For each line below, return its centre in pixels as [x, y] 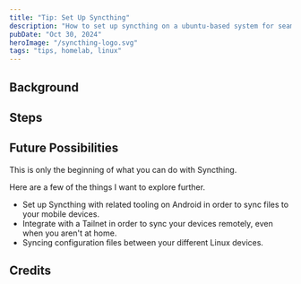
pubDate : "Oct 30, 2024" [56, 34]
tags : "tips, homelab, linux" [66, 51]
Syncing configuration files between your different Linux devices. [143, 242]
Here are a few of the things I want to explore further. [107, 187]
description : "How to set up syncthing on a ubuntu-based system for [142, 26]
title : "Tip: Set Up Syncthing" [69, 17]
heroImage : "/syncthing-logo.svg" [74, 43]
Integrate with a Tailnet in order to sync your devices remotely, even [147, 223]
